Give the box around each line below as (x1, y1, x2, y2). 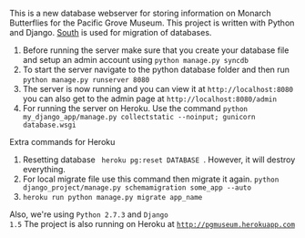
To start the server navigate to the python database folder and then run (22, 64, 290, 75)
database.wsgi (22, 120, 76, 129)
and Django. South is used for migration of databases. (9, 27, 212, 37)
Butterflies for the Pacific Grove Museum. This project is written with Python (9, 17, 295, 28)
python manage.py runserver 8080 (22, 76, 150, 85)
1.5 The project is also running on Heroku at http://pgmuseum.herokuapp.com (9, 219, 296, 229)
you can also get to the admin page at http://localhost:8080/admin (22, 93, 278, 104)
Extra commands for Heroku (9, 137, 116, 147)
